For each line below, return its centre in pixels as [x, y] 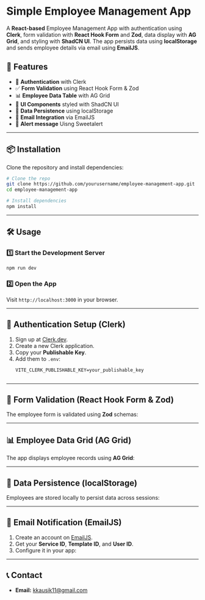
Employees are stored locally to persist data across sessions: [83, 498]
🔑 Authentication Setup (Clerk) [66, 324]
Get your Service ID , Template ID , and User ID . [74, 544]
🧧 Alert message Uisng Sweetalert [59, 124]
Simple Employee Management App [99, 11]
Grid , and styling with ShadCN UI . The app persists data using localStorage [102, 41]
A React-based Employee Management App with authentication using [94, 28]
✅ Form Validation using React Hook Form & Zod [77, 88]
